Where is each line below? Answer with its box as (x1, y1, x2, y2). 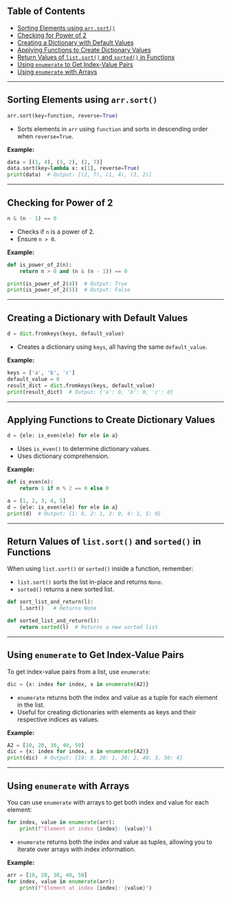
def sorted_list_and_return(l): (7, 617, 100, 624)
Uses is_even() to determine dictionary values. (16, 445, 151, 453)
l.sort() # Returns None (19, 605, 97, 612)
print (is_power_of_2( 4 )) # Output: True (7, 280, 128, 287)
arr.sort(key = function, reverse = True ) (7, 112, 118, 119)
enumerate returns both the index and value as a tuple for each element (16, 693, 218, 701)
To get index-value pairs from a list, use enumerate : (7, 667, 151, 676)
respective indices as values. (16, 715, 100, 723)
